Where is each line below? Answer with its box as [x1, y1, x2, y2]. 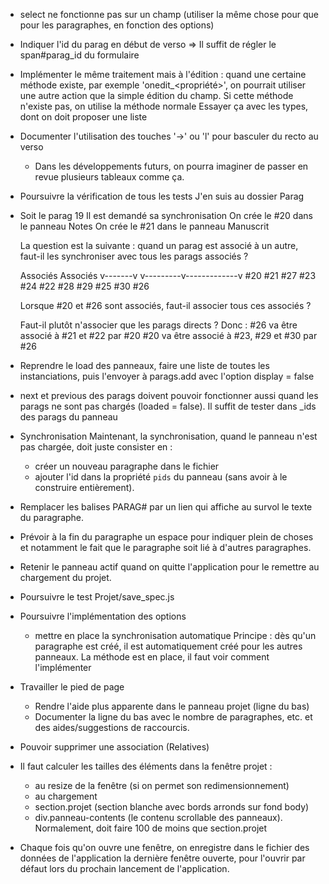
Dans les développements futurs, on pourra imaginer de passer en [34, 160, 309, 172]
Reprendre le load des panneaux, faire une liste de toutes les [19, 360, 270, 371]
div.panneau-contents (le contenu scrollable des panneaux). [34, 812, 283, 823]
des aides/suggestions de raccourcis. [34, 722, 190, 733]
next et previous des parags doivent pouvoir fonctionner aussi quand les [19, 390, 319, 401]
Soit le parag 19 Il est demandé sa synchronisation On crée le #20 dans [19, 210, 313, 221]
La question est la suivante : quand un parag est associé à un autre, [19, 240, 299, 251]
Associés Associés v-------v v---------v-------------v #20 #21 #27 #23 [19, 270, 317, 281]
